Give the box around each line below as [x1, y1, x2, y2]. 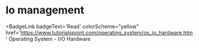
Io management [5, 4, 84, 17]
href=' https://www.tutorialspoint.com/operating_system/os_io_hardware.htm [5, 29, 193, 36]
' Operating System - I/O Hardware [5, 35, 91, 42]
